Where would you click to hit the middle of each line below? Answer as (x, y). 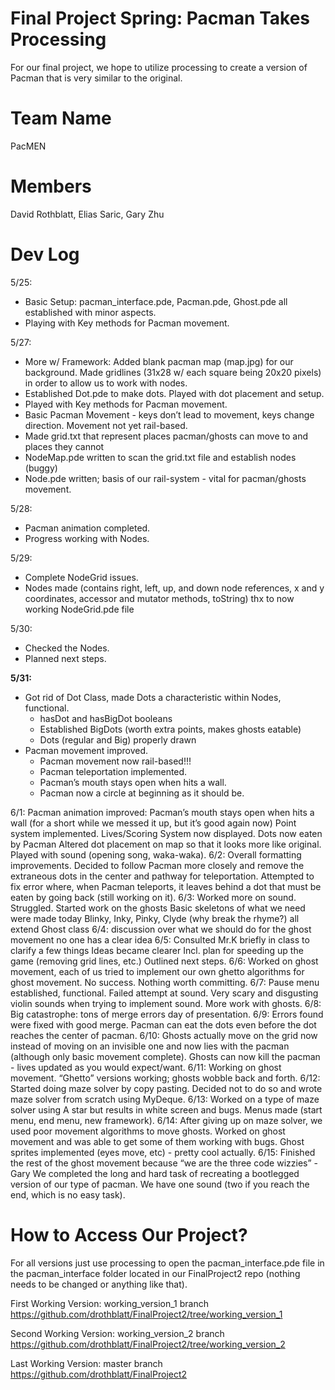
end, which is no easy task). (68, 1194)
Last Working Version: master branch (86, 1363)
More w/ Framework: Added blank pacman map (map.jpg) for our (159, 361)
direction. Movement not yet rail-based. (106, 425)
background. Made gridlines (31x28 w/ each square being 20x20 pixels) (173, 372)
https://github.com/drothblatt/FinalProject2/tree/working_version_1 (146, 1314)
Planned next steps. (65, 658)
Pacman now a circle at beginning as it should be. (142, 793)
